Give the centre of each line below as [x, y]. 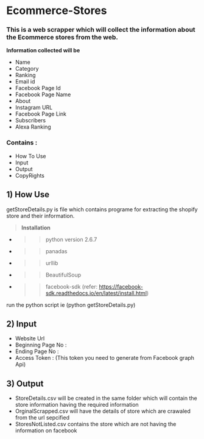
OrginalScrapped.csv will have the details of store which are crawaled [103, 411]
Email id [25, 82]
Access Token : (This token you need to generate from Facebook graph [105, 358]
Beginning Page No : [41, 345]
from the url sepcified [42, 418]
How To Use [30, 156]
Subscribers [30, 121]
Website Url [30, 339]
